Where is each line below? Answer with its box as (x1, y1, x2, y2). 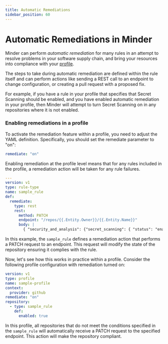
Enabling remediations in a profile (5, 120, 88, 127)
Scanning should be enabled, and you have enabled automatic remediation (5, 96, 159, 102)
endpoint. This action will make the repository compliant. (5, 333, 122, 339)
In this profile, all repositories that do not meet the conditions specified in (5, 322, 156, 328)
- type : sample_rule (9, 304, 52, 309)
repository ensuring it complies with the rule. (5, 247, 97, 253)
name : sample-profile (5, 281, 50, 286)
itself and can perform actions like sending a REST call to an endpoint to (5, 76, 154, 82)
